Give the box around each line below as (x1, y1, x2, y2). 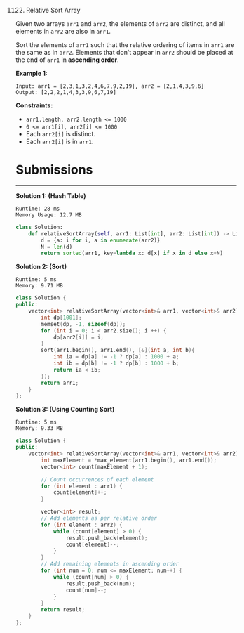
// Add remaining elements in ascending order (41, 561, 179, 568)
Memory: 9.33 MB (15, 425, 63, 432)
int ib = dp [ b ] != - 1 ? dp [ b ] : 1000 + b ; (53, 360, 179, 367)
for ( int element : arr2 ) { (41, 521, 123, 528)
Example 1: (15, 70, 48, 77)
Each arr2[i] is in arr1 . (25, 137, 94, 145)
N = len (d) (41, 243, 73, 250)
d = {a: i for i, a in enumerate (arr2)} (41, 237, 161, 244)
